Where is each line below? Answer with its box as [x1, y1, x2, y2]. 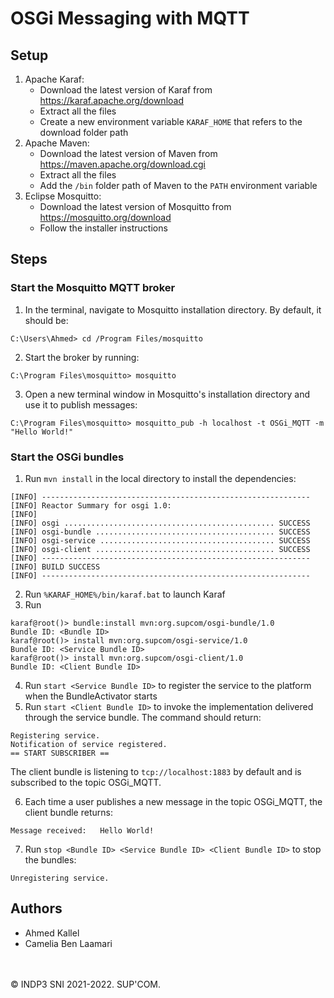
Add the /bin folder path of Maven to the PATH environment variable [39, 180, 318, 191]
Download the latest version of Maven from [39, 148, 218, 159]
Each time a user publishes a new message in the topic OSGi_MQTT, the [24, 795, 323, 807]
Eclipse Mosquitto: [24, 190, 102, 202]
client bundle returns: [24, 806, 113, 818]
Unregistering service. [10, 873, 110, 883]
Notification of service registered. [10, 739, 168, 749]
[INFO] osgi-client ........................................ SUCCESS [10, 544, 311, 554]
